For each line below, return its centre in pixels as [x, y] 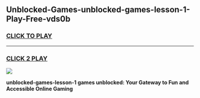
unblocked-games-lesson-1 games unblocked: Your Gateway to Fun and [98, 82]
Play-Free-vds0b [38, 19]
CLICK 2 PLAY [27, 58]
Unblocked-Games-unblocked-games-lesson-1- [98, 10]
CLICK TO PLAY [29, 36]
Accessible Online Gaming [40, 88]
